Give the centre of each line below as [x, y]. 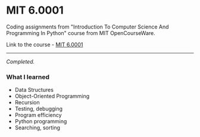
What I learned [28, 77]
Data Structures [34, 90]
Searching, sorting [37, 128]
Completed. [21, 61]
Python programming [41, 122]
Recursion [27, 103]
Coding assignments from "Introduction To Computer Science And [87, 27]
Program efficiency [38, 115]
